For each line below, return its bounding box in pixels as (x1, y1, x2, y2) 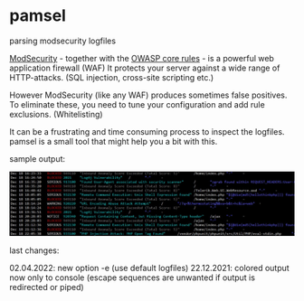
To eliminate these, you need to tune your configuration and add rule (9, 99, 265, 109)
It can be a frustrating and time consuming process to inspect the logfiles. (9, 126, 285, 136)
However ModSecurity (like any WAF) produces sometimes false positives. (9, 89, 288, 100)
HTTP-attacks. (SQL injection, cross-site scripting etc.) (9, 71, 214, 82)
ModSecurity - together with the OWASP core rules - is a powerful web (9, 52, 274, 63)
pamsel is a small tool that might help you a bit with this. (9, 136, 218, 146)
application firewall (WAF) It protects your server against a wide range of (9, 62, 280, 73)
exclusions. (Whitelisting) (9, 108, 103, 119)
